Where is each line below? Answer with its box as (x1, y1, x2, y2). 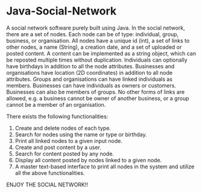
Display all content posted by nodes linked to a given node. (14, 156, 162, 163)
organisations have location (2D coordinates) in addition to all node (6, 69, 173, 76)
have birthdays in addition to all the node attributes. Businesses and (6, 62, 175, 70)
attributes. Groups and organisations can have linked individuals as (6, 75, 173, 83)
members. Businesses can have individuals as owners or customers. (6, 81, 177, 89)
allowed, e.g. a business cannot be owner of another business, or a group (6, 95, 189, 102)
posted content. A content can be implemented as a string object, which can (6, 49, 196, 57)
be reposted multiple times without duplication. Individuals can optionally (6, 56, 188, 63)
